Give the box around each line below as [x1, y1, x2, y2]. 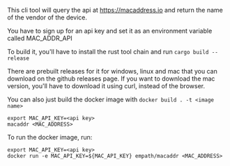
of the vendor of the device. [7, 13, 88, 22]
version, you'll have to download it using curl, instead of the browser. [7, 82, 206, 90]
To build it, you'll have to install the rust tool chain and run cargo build [7, 48, 209, 56]
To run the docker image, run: [7, 133, 93, 141]
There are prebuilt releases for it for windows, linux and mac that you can [7, 67, 218, 75]
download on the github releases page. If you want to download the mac [7, 74, 215, 83]
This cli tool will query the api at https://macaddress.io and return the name [7, 6, 223, 14]
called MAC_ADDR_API [7, 34, 72, 42]
